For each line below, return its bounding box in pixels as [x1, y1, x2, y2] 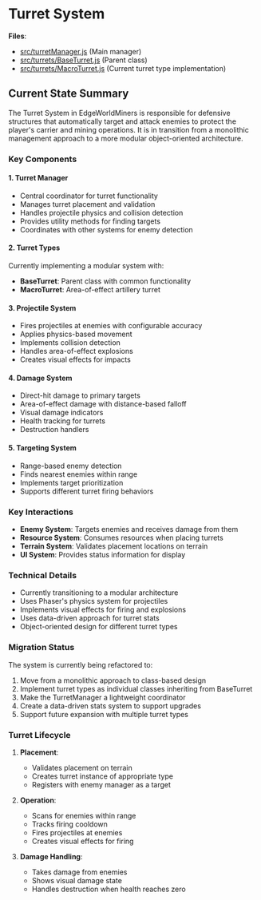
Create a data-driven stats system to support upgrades [19, 700, 202, 711]
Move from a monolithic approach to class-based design [19, 676, 207, 685]
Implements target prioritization [19, 478, 124, 487]
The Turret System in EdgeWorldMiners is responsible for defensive [8, 108, 231, 117]
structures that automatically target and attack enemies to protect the [8, 117, 237, 126]
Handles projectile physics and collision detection [19, 208, 184, 217]
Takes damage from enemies [31, 867, 128, 877]
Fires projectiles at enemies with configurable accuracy [19, 321, 203, 331]
